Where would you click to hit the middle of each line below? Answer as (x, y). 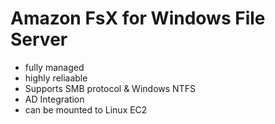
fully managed (54, 67)
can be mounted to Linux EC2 (86, 109)
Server (39, 39)
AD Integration (54, 99)
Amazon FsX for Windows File (138, 18)
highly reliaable (56, 78)
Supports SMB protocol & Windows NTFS (110, 88)
